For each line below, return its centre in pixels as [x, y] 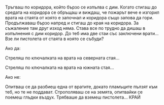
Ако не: [13, 77]
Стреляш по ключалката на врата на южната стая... [60, 67]
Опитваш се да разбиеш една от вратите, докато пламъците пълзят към [81, 87]
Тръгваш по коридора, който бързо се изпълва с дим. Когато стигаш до [81, 7]
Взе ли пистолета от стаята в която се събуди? [55, 39]
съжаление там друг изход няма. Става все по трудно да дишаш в [75, 28]
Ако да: [13, 48]
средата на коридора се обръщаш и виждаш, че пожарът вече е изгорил [82, 12]
